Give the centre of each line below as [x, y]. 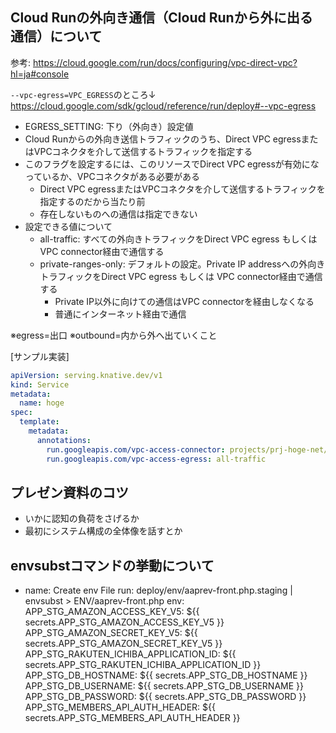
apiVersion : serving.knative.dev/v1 [86, 375]
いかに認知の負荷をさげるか [82, 519]
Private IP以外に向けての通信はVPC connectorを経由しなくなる [184, 301]
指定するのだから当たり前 [92, 201]
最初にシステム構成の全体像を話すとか [103, 531]
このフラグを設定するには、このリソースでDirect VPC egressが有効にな [172, 164]
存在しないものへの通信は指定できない [118, 214]
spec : [21, 413]
